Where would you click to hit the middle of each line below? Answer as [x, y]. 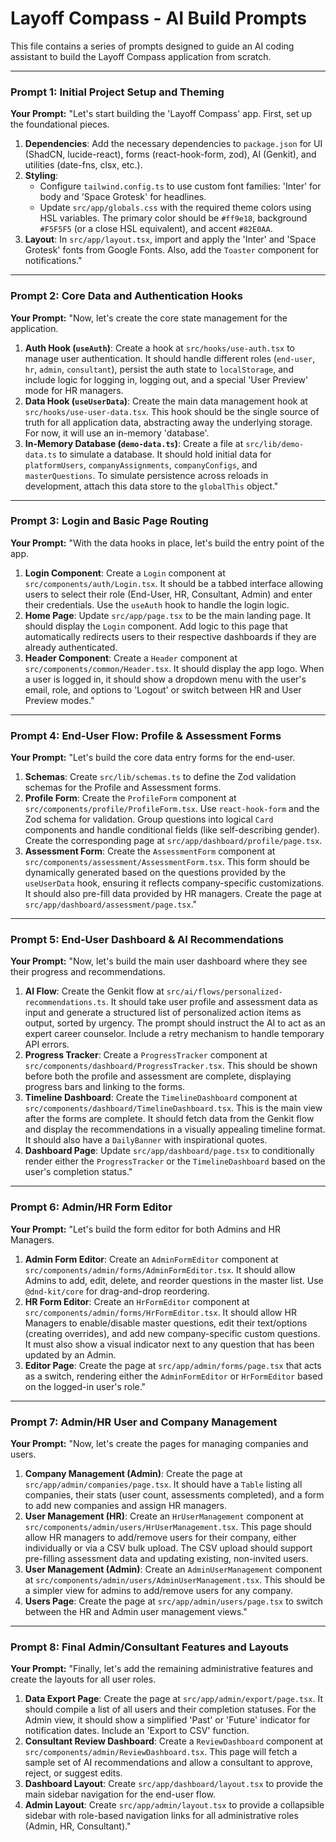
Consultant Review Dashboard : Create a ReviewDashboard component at [174, 1741]
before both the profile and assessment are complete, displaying [158, 1076]
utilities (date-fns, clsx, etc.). [83, 165]
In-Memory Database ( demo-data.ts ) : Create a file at [134, 443]
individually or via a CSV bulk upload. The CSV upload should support [168, 1548]
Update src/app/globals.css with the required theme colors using [175, 208]
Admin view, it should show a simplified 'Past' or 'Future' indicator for [167, 1720]
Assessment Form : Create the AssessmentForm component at [150, 851]
